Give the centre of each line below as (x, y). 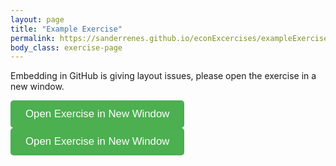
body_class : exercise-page (66, 47)
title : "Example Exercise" (66, 29)
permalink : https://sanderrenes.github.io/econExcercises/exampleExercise (169, 38)
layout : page (37, 19)
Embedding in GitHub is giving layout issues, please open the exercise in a (163, 76)
